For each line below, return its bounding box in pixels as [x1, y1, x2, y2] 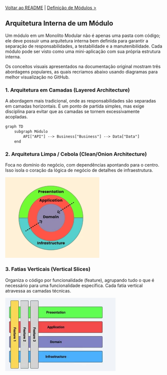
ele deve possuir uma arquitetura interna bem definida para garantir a [5, 37, 148, 43]
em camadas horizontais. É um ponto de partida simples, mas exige [5, 103, 144, 109]
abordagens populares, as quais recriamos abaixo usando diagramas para [5, 68, 158, 74]
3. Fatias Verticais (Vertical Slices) [5, 265, 91, 272]
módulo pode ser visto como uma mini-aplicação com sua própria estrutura [5, 48, 161, 54]
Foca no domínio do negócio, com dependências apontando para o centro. [5, 162, 159, 168]
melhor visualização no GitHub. [5, 74, 70, 80]
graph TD [5, 124, 23, 129]
